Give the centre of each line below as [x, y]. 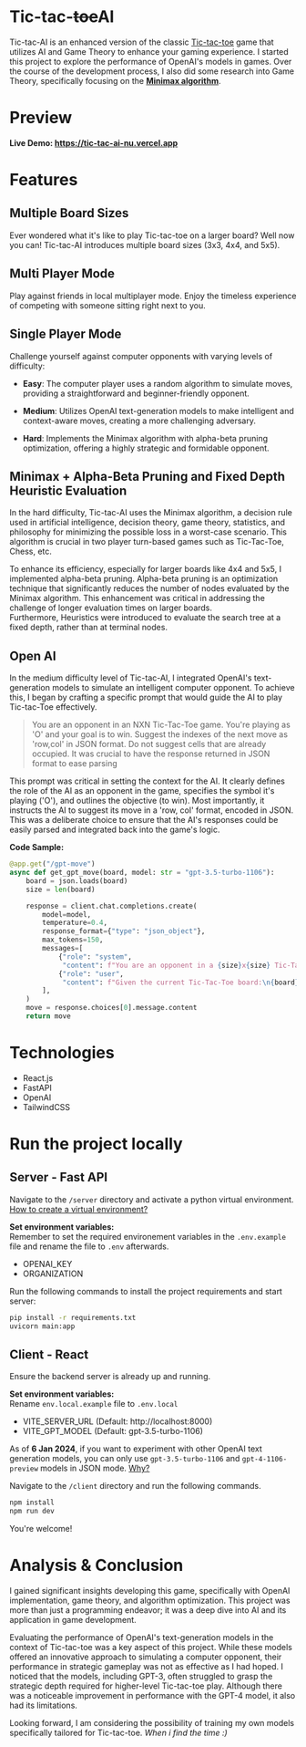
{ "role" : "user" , [91, 973]
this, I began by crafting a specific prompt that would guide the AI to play [146, 697]
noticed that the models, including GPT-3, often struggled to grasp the [141, 1677]
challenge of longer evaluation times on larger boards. [111, 608]
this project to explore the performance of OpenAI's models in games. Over [151, 61]
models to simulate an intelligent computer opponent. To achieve [173, 688]
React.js [38, 1077]
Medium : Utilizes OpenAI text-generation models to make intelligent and [158, 411]
